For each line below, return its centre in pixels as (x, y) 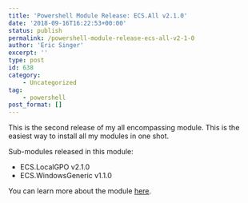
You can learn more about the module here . (80, 191)
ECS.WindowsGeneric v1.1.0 (66, 176)
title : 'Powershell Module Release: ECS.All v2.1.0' (98, 16)
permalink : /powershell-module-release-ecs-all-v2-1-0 (102, 38)
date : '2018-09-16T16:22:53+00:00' (68, 23)
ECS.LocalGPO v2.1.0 (55, 167)
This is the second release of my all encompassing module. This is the (124, 128)
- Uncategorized (50, 82)
